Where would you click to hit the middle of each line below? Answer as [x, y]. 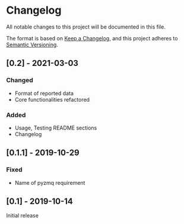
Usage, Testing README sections [56, 128]
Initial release [22, 216]
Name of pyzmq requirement [50, 182]
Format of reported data [44, 93]
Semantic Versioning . [32, 45]
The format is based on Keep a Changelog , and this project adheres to [92, 38]
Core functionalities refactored [52, 99]
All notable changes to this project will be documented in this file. [86, 27]
